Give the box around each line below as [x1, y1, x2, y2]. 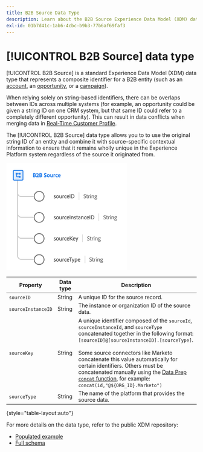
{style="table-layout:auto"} [6, 410, 74, 417]
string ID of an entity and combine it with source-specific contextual [6, 138, 176, 145]
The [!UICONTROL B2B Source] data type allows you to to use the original [6, 131, 190, 139]
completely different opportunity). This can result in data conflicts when [6, 113, 185, 121]
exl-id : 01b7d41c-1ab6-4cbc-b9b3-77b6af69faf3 [6, 22, 126, 28]
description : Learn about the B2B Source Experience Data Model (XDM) [6, 16, 188, 22]
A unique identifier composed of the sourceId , [78, 317, 192, 324]
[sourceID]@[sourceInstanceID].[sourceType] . [78, 336, 194, 344]
